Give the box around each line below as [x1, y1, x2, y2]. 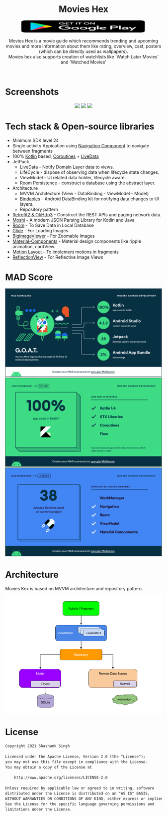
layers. [19, 201, 34, 207]
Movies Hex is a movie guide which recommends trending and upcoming [9, 37, 158, 43]
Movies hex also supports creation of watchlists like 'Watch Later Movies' [8, 53, 159, 59]
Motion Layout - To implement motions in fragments [12, 249, 119, 255]
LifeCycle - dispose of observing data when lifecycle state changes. [19, 169, 160, 175]
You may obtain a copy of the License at [5, 765, 92, 770]
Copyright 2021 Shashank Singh [5, 744, 70, 749]
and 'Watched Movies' [60, 59, 107, 65]
